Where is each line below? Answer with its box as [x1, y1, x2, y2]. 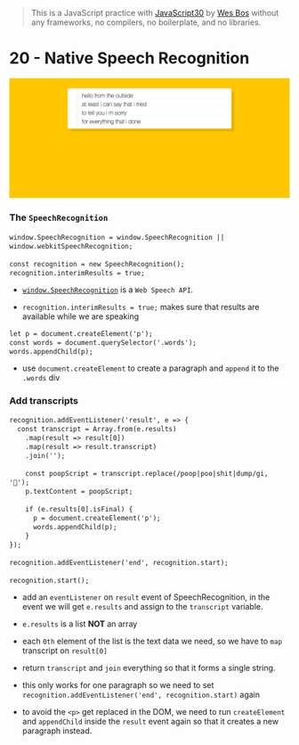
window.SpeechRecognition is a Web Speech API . [21, 284, 194, 295]
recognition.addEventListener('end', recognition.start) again [21, 690, 261, 700]
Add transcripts [9, 394, 78, 406]
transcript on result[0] [21, 645, 109, 656]
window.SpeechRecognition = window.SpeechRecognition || [9, 233, 225, 242]
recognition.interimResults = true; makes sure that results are [21, 301, 260, 312]
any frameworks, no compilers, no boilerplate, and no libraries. [30, 17, 262, 28]
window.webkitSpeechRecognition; [9, 242, 133, 250]
